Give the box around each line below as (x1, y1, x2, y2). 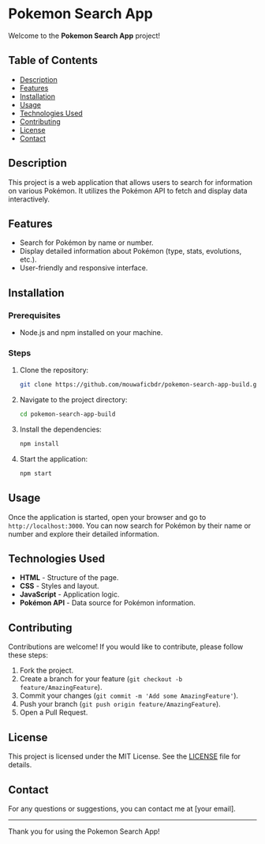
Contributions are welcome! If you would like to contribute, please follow (8, 642, 244, 652)
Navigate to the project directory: (19, 395, 128, 405)
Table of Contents (8, 54, 99, 67)
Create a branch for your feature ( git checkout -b (19, 674, 183, 684)
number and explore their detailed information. (8, 529, 159, 538)
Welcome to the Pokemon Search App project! (8, 31, 160, 40)
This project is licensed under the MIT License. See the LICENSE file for (8, 752, 241, 761)
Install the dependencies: (19, 424, 103, 435)
